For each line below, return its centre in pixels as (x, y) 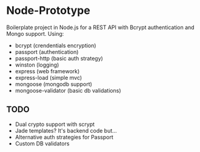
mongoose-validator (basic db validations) (68, 90)
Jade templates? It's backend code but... (66, 130)
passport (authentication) (47, 51)
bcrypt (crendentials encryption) (55, 45)
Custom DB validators (42, 144)
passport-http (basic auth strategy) (59, 58)
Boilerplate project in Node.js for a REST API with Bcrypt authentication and (101, 27)
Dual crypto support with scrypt (55, 124)
